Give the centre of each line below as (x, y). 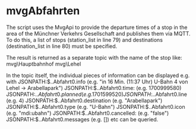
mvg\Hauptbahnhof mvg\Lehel (44, 64)
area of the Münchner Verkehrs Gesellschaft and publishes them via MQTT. (99, 33)
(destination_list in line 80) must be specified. (62, 46)
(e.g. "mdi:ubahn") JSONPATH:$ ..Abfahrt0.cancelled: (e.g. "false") (88, 113)
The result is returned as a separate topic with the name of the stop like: (94, 57)
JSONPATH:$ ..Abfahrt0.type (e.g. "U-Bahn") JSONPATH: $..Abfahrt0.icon (96, 107)
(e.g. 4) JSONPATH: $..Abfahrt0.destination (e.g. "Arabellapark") (84, 100)
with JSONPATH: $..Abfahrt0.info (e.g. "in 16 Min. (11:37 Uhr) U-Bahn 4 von (97, 82)
